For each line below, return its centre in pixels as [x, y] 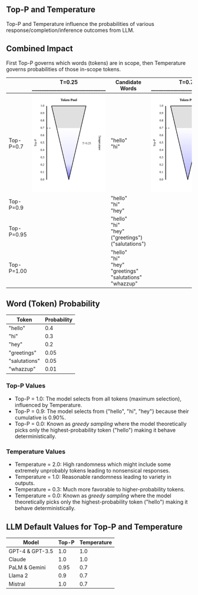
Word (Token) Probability [53, 304]
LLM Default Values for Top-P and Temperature [94, 527]
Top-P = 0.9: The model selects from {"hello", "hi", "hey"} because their [102, 411]
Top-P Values [26, 386]
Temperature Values [36, 451]
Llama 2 [18, 576]
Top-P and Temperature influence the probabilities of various [80, 24]
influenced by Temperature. [48, 405]
